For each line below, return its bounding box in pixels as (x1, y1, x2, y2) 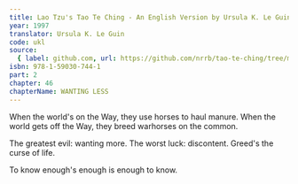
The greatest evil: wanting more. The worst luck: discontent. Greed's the (9, 138, 274, 149)
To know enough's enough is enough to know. (9, 165, 178, 175)
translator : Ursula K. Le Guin (9, 29, 125, 38)
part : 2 (9, 71, 38, 80)
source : (9, 46, 38, 55)
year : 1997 (9, 21, 50, 30)
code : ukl (9, 37, 46, 47)
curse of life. (9, 147, 56, 157)
